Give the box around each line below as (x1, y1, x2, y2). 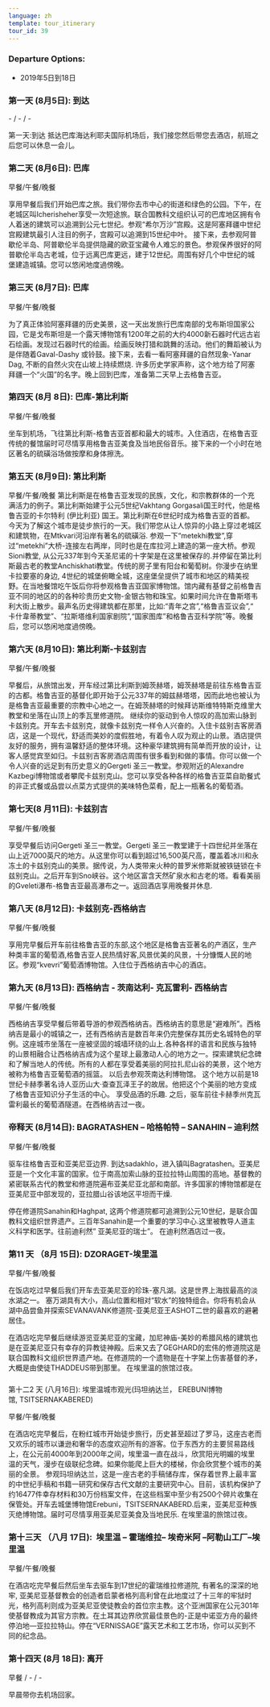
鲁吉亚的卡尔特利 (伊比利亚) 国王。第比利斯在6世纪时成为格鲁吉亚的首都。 (8, 511, 255, 521)
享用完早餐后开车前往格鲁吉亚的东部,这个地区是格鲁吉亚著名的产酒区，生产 (8, 940, 257, 949)
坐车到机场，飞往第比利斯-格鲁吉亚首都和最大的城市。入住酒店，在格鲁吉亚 (8, 428, 259, 438)
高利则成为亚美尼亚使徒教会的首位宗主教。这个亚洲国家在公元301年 (35, 1601, 260, 1610)
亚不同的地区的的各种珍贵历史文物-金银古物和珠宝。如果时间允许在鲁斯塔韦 (8, 592, 259, 601)
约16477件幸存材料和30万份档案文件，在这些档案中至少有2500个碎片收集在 (8, 1489, 259, 1499)
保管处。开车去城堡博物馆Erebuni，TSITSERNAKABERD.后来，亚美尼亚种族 (8, 1499, 257, 1509)
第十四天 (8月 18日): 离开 (8, 1653, 104, 1664)
